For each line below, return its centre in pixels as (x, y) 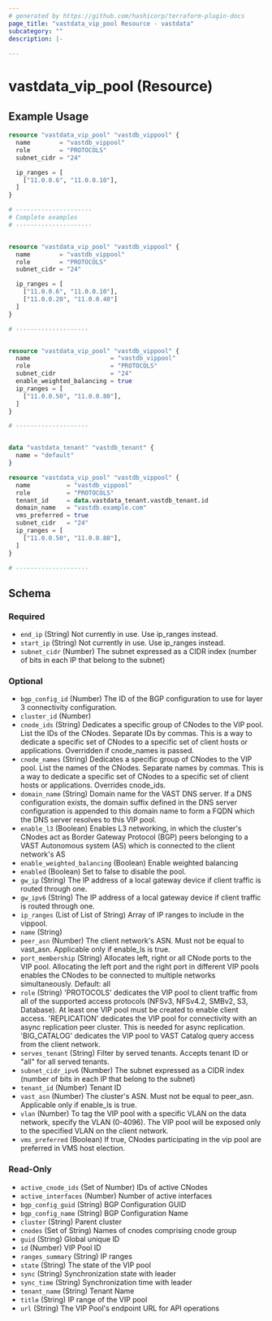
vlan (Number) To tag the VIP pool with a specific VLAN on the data (133, 1114)
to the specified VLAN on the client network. (94, 1131)
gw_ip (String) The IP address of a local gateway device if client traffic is (140, 880)
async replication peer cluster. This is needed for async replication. (132, 1027)
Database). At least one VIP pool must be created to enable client (129, 1010)
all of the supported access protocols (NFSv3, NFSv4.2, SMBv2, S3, (134, 1001)
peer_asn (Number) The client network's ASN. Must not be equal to (132, 941)
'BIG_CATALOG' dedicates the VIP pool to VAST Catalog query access (137, 1036)
